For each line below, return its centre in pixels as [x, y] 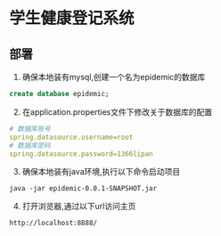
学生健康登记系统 [72, 18]
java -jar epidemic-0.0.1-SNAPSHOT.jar [83, 189]
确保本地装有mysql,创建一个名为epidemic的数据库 [114, 77]
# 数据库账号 [30, 129]
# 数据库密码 [30, 145]
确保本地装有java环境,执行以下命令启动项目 [101, 172]
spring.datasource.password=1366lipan [81, 154]
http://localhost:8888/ [53, 224]
